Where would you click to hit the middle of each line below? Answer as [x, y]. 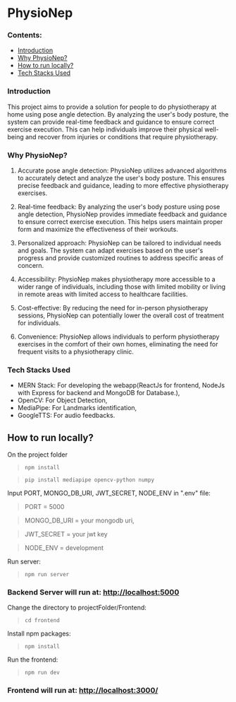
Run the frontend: [33, 660]
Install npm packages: [39, 633]
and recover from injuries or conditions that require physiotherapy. [122, 136]
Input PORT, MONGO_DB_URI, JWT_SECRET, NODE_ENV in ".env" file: [109, 493]
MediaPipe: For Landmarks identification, [77, 408]
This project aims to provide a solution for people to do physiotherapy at [112, 107]
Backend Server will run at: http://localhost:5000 [93, 592]
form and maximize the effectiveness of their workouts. [98, 229]
